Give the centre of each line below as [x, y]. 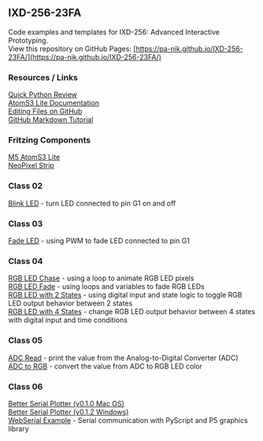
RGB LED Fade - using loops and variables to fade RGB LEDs [106, 287]
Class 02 [26, 186]
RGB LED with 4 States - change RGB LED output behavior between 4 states [132, 312]
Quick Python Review [43, 94]
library [19, 428]
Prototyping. [28, 40]
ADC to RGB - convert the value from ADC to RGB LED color [106, 366]
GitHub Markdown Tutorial [51, 120]
